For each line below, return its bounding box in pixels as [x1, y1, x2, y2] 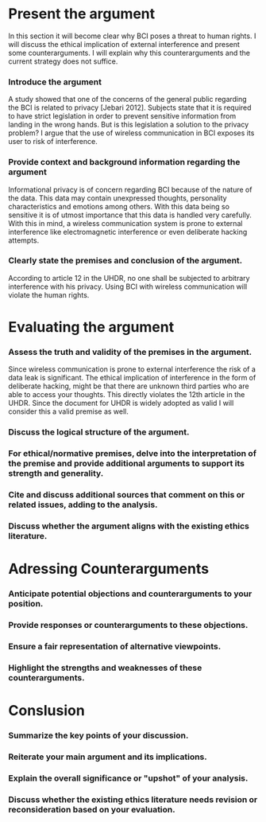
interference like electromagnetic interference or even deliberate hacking [8, 227, 248, 236]
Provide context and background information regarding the [8, 157, 241, 168]
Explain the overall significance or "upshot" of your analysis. [8, 773, 249, 784]
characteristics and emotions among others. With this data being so [8, 201, 230, 211]
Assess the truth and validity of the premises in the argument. [8, 346, 253, 357]
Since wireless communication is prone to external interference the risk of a [8, 364, 256, 374]
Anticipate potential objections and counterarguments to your [8, 588, 253, 599]
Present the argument [8, 5, 156, 23]
